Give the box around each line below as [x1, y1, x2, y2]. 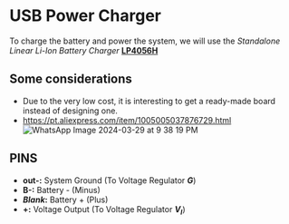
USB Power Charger [9, 5, 161, 26]
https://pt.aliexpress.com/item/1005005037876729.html [22, 114, 232, 125]
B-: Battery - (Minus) [22, 184, 101, 195]
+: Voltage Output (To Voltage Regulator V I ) [22, 203, 186, 217]
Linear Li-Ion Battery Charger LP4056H [9, 44, 159, 55]
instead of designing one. [22, 105, 118, 116]
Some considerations [9, 72, 133, 87]
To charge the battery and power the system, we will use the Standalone [9, 35, 281, 46]
